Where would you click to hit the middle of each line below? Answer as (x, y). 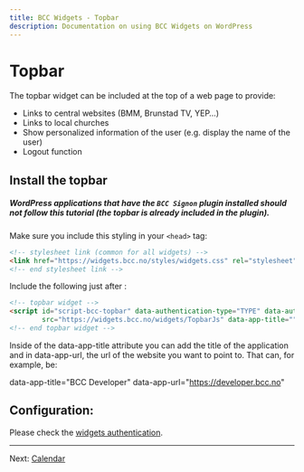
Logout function (52, 152)
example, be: (33, 364)
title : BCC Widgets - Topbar (64, 18)
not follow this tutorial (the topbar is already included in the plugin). (139, 212)
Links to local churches (66, 123)
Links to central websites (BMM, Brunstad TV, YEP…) (121, 113)
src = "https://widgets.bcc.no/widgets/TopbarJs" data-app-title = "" (170, 320)
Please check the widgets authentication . (86, 432)
